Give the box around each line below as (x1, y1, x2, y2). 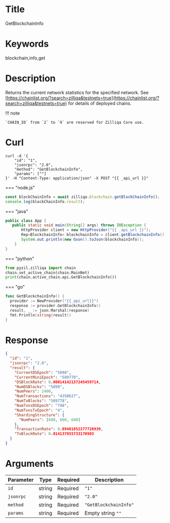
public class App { (5, 218, 47, 223)
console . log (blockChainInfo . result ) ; (5, 199, 85, 204)
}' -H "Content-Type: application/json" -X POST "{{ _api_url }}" (5, 176, 149, 181)
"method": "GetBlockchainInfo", (14, 166, 83, 172)
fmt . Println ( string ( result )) (10, 312, 72, 318)
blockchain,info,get (5, 55, 46, 61)
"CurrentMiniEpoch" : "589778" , (14, 374, 81, 380)
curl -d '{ (5, 153, 28, 158)
